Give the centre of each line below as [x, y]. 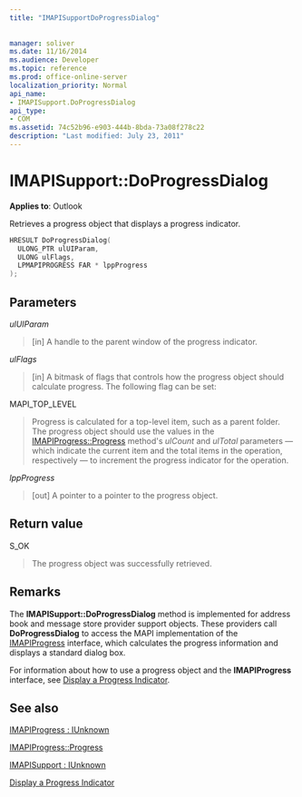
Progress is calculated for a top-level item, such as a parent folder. [156, 422]
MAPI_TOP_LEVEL [43, 404]
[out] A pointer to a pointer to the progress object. [125, 495]
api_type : [28, 111]
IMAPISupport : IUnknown [58, 765]
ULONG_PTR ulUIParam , [58, 249]
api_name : [28, 93]
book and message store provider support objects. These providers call [143, 624]
